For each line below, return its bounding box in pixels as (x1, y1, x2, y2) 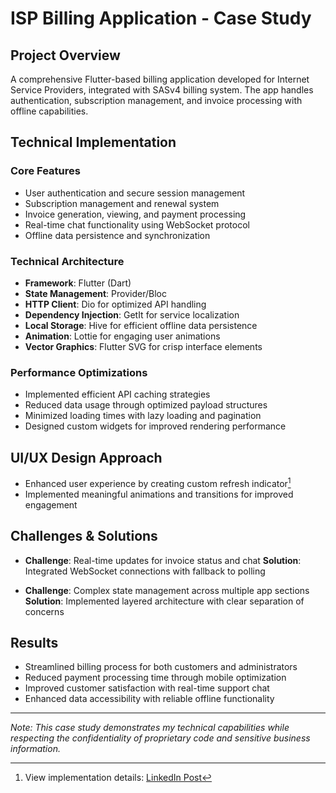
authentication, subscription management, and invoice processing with (10, 95, 303, 106)
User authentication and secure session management (24, 187, 246, 199)
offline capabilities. (10, 105, 89, 117)
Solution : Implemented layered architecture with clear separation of (24, 595, 305, 607)
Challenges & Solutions (10, 528, 158, 545)
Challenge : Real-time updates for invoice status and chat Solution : (24, 554, 302, 566)
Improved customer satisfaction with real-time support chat (24, 682, 270, 694)
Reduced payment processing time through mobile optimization (24, 672, 287, 684)
